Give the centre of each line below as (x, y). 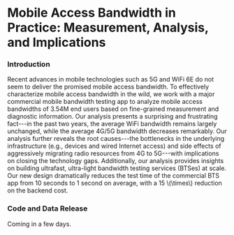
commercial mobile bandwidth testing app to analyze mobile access (105, 102)
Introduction (29, 64)
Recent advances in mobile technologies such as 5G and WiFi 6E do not (111, 79)
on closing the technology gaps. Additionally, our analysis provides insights (116, 161)
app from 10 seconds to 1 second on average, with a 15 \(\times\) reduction (115, 183)
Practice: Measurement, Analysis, (108, 28)
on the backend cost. (38, 190)
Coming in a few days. (39, 224)
